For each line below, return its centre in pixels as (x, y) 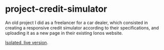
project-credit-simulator (56, 9)
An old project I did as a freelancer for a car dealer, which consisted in (77, 23)
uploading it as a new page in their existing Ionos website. (64, 33)
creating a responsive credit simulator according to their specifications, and (82, 27)
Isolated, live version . (27, 42)
